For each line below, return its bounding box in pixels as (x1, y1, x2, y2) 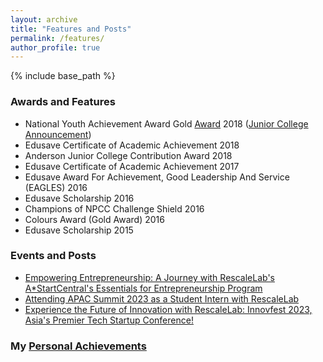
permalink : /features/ (10, 33, 105, 43)
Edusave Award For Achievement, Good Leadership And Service (24, 171, 290, 183)
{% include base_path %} (10, 70, 116, 82)
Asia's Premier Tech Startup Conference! (24, 314, 194, 326)
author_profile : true (10, 42, 101, 53)
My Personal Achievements (10, 339, 147, 353)
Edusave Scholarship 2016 (24, 192, 135, 204)
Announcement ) (24, 128, 92, 140)
